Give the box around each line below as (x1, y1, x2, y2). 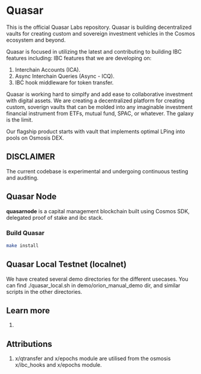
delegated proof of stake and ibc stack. (6, 214, 104, 221)
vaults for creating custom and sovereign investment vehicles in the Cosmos (6, 30, 195, 37)
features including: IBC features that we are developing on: (6, 54, 152, 61)
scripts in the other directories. (6, 288, 83, 295)
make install (6, 242, 39, 249)
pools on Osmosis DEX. (6, 134, 64, 142)
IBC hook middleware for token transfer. (14, 79, 114, 86)
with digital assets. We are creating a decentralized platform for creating (6, 97, 185, 104)
